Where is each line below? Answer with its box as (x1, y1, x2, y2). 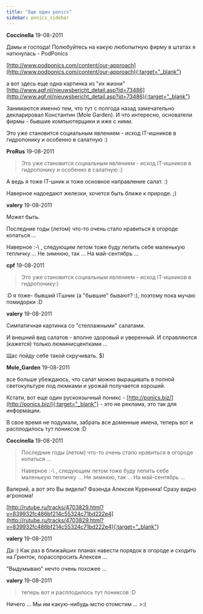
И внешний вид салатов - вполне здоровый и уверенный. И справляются (6, 334, 198, 341)
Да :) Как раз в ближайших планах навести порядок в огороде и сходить (6, 546, 196, 554)
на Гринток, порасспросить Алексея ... (6, 553, 108, 560)
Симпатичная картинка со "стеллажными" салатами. (6, 321, 145, 329)
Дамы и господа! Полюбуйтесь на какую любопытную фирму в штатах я (6, 43, 196, 51)
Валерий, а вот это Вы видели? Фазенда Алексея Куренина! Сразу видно (6, 485, 196, 493)
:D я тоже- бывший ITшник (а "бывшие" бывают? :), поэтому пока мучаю (6, 291, 196, 299)
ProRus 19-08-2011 (6, 148, 55, 155)
